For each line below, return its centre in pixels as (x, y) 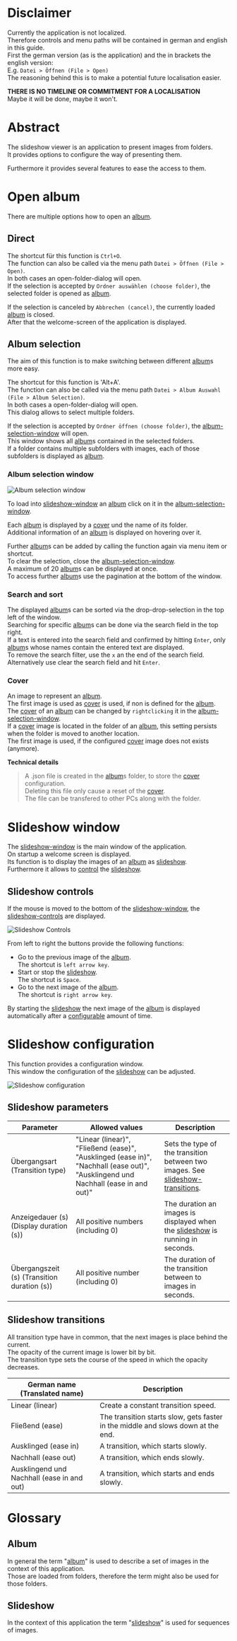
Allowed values (116, 1127)
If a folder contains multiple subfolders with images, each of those (103, 449)
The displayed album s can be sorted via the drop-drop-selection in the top (116, 610)
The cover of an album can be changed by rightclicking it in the (102, 711)
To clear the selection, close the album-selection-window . (92, 561)
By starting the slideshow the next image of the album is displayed (104, 1008)
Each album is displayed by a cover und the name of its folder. (98, 525)
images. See (184, 1170)
